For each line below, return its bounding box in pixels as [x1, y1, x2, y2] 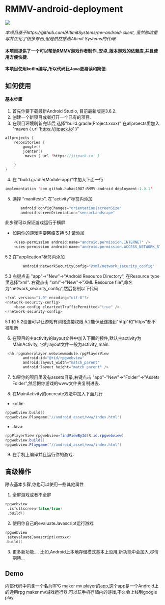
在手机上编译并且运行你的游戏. [12, 452, 74, 458]
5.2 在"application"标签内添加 [5, 254, 65, 260]
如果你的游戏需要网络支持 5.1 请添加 [12, 230, 85, 236]
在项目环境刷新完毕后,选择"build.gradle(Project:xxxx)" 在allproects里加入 [12, 120, 160, 126]
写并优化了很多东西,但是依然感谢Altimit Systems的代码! [5, 35, 116, 41]
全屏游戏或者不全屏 [12, 492, 52, 498]
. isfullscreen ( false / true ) [7, 506, 63, 511]
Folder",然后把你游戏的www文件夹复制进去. [12, 381, 101, 386]
